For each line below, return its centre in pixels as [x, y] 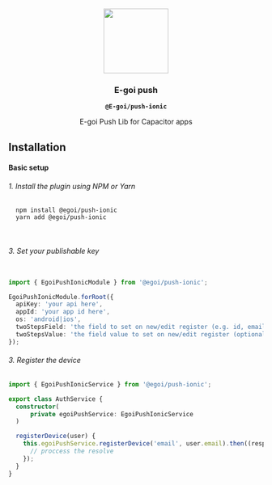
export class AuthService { [56, 399]
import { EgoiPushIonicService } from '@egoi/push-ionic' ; [110, 384]
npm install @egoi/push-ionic [66, 210]
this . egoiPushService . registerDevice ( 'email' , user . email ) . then [134, 444]
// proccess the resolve [72, 451]
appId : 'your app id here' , [63, 312]
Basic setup [29, 168]
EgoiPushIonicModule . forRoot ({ [61, 297]
